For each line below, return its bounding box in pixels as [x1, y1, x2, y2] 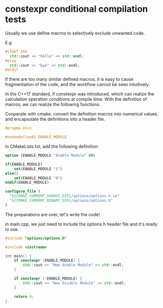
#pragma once [5, 126, 32, 131]
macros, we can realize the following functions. [5, 102, 101, 108]
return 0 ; [14, 294, 34, 299]
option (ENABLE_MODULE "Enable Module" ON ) [5, 153, 96, 158]
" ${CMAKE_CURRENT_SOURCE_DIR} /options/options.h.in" [9, 194, 120, 198]
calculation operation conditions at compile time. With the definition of [5, 96, 147, 102]
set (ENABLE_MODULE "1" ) [14, 166, 63, 171]
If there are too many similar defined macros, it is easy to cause [5, 76, 134, 82]
